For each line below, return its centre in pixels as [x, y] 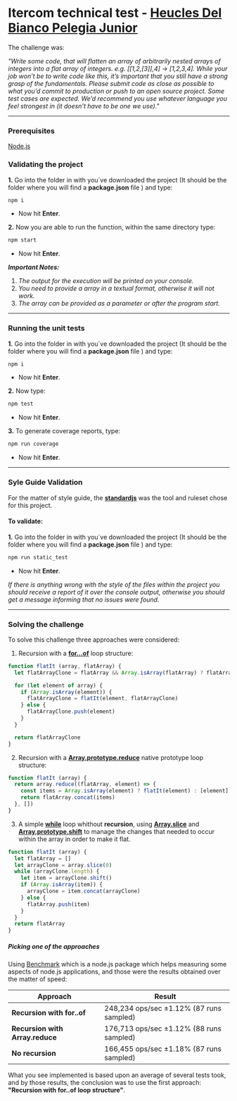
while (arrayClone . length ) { [57, 871]
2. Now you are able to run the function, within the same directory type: [112, 228]
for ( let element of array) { [58, 685]
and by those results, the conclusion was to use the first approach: [105, 1083]
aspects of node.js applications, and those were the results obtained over [114, 972]
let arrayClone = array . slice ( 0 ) [63, 865]
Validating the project [46, 165]
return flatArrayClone [47, 738]
